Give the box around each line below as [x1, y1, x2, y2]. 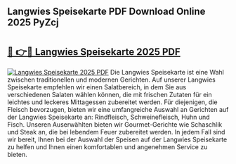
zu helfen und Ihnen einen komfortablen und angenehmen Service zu [7, 143, 208, 151]
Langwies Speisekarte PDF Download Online [7, 6, 206, 18]
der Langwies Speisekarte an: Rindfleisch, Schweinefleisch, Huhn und [7, 113, 210, 121]
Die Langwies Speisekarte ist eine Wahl [110, 68, 225, 76]
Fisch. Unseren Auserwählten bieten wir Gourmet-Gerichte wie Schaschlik [7, 120, 223, 129]
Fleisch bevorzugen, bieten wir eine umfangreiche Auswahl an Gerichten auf [7, 106, 229, 113]
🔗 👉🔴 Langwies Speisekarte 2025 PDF [7, 46, 181, 58]
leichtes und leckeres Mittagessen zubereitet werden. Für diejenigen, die [7, 98, 218, 106]
